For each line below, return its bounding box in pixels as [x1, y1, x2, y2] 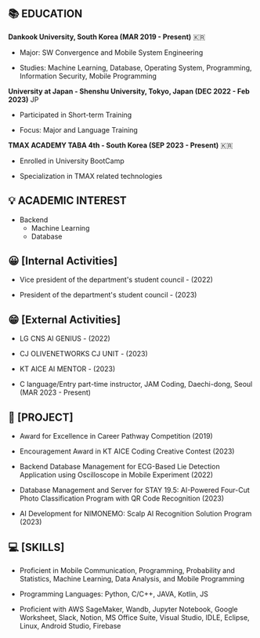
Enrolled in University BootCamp [19, 156, 125, 166]
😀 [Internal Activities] [8, 254, 118, 268]
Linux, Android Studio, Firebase [19, 621, 121, 630]
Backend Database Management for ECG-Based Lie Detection [19, 462, 221, 472]
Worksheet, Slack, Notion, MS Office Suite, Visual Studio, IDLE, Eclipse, [19, 612, 250, 622]
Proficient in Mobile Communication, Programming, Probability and [19, 565, 235, 575]
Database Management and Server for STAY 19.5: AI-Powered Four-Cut [19, 486, 251, 495]
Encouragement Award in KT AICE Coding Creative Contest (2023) [19, 447, 235, 456]
